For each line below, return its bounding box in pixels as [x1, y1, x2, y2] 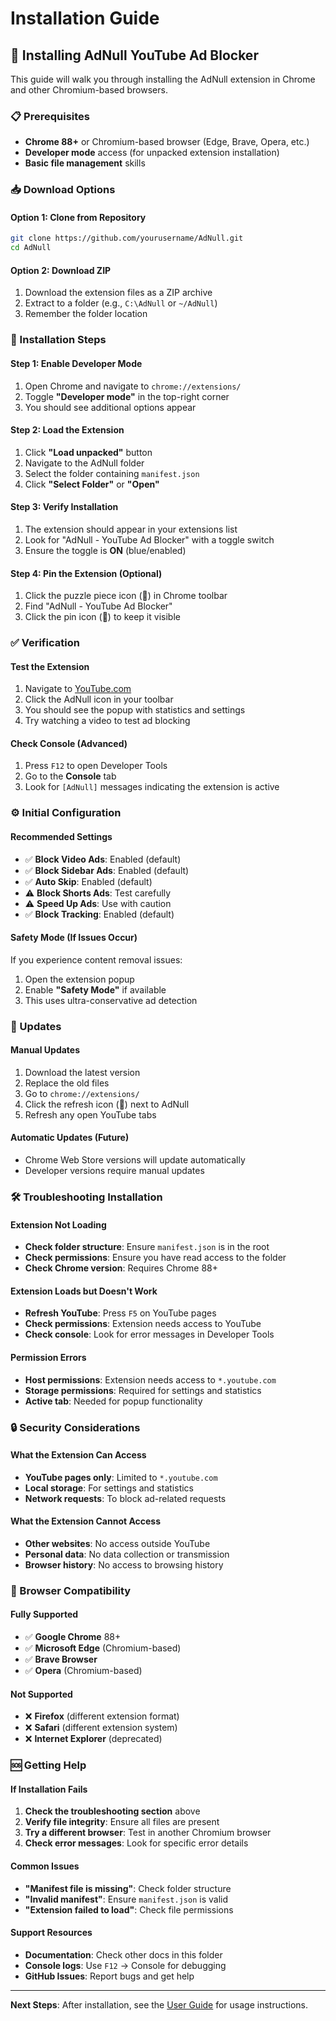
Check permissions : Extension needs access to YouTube [24, 1318, 262, 1330]
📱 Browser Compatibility [10, 1583, 132, 1597]
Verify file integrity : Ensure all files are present [24, 1816, 220, 1828]
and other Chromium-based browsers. [10, 84, 168, 96]
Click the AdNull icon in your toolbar [24, 693, 174, 706]
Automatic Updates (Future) [10, 1132, 130, 1144]
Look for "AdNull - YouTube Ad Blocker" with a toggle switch [24, 533, 275, 546]
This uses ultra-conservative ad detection [24, 994, 198, 1006]
